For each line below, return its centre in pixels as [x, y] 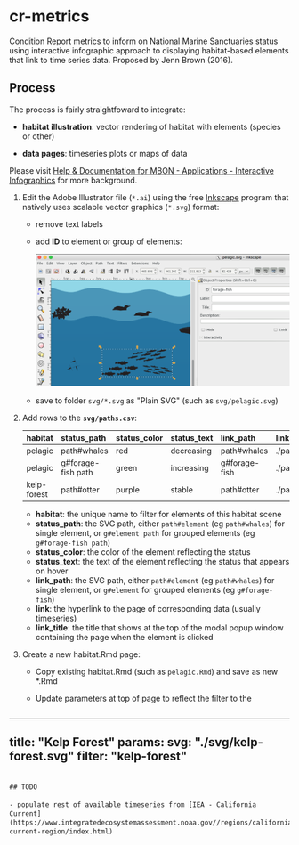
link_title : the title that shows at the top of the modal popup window [159, 627]
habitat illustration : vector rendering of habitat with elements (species [152, 126]
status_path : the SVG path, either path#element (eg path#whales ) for [160, 524]
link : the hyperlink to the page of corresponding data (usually [148, 608]
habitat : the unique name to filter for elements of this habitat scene [158, 514]
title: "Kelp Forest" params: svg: [101, 742]
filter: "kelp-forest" [132, 756]
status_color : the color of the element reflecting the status [143, 552]
